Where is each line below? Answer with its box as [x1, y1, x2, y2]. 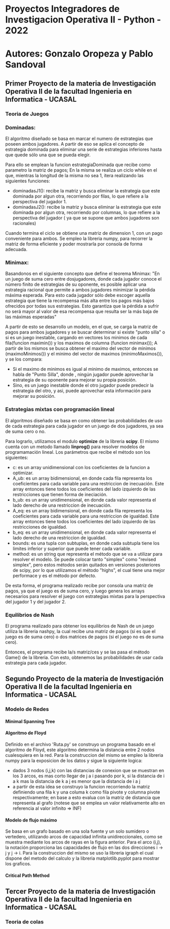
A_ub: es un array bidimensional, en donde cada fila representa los [12, 475, 152, 481]
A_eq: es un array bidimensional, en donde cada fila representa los [12, 507, 152, 513]
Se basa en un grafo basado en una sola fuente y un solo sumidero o [5, 828, 149, 834]
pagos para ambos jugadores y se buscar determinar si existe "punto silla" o [5, 329, 165, 335]
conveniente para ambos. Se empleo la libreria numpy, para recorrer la [5, 235, 153, 241]
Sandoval [5, 59, 46, 70]
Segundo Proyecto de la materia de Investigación [5, 674, 164, 683]
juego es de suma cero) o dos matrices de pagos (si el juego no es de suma [5, 634, 164, 640]
